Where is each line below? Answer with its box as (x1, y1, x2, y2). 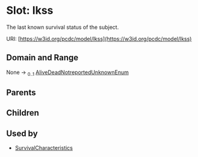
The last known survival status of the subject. (6, 23, 119, 31)
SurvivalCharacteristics (14, 144, 73, 152)
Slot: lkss (6, 4, 54, 17)
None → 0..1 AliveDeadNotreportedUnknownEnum (6, 69, 129, 77)
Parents (6, 87, 36, 97)
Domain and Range (6, 52, 79, 63)
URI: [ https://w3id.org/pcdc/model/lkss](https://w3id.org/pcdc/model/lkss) (6, 35, 192, 42)
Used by (6, 128, 38, 138)
